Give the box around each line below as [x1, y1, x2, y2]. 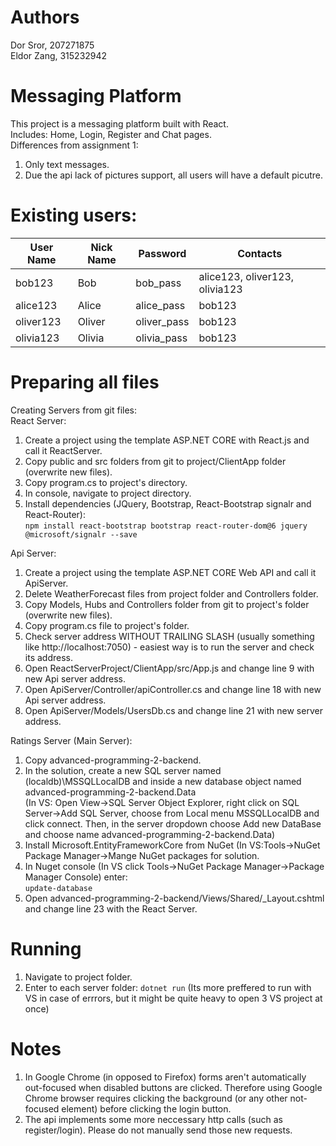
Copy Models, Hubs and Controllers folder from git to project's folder [24, 598, 310, 610]
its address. [24, 651, 73, 663]
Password [138, 246, 187, 260]
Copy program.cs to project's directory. [24, 476, 188, 488]
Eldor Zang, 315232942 [10, 49, 108, 61]
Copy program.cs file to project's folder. [24, 619, 190, 631]
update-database [24, 883, 93, 893]
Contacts [237, 246, 283, 260]
